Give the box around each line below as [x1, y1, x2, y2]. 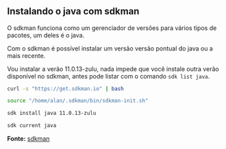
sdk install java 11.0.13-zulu [7, 110, 97, 117]
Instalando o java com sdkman [7, 5, 140, 17]
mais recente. [7, 51, 46, 59]
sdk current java [7, 122, 57, 129]
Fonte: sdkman [7, 135, 50, 143]
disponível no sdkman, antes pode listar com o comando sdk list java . [7, 72, 210, 80]
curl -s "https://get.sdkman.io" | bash [7, 85, 125, 92]
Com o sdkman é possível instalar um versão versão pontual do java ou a [7, 44, 214, 53]
